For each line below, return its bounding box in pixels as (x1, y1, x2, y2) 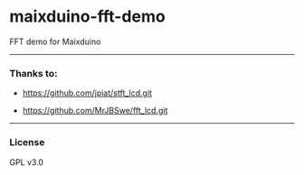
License (9, 136, 45, 149)
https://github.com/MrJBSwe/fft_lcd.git (22, 106, 168, 116)
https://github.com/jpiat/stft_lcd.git (22, 87, 152, 98)
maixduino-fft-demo (9, 6, 166, 27)
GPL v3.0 (9, 156, 43, 168)
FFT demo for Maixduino (9, 36, 101, 47)
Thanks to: (9, 67, 58, 79)
